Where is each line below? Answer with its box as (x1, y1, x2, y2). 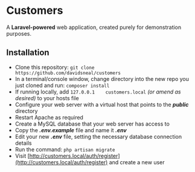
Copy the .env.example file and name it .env (14, 126, 127, 133)
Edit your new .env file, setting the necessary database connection (14, 133, 182, 140)
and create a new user (109, 158, 165, 166)
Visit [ (14, 152, 30, 159)
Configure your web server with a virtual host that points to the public (14, 101, 189, 108)
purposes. (6, 30, 32, 37)
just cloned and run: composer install (14, 81, 110, 89)
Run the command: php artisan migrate (14, 145, 115, 153)
